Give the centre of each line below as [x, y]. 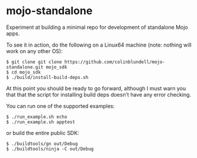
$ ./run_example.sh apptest [41, 122]
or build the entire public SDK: [43, 133]
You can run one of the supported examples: [61, 106]
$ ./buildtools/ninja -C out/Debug [50, 149]
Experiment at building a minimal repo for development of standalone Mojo [97, 27]
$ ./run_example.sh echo [37, 117]
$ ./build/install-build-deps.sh [47, 77]
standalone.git [25, 67]
